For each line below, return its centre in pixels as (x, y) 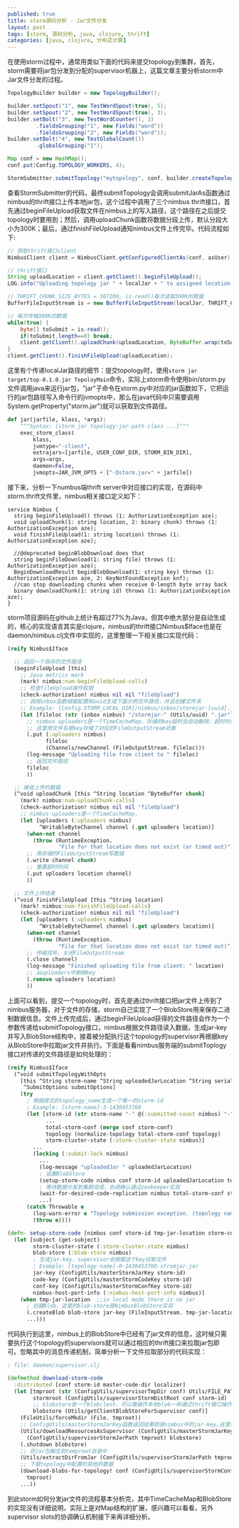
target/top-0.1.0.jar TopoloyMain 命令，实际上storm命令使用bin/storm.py (117, 379)
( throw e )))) (52, 1220)
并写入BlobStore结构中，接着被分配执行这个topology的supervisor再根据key (118, 1036)
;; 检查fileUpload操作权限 (57, 688)
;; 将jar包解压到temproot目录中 (64, 1451)
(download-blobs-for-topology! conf (75, 1471)
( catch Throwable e (55, 1207)
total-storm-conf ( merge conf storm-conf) (109, 1127)
